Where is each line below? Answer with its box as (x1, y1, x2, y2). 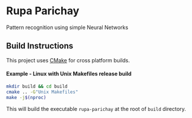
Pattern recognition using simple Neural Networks (6, 24, 129, 31)
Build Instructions (6, 41, 74, 51)
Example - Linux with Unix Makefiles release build (6, 70, 132, 78)
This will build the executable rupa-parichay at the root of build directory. (6, 105, 186, 112)
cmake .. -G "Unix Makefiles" (6, 89, 78, 95)
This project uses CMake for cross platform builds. (6, 56, 130, 63)
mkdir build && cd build (6, 83, 68, 90)
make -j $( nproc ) (6, 94, 46, 100)
